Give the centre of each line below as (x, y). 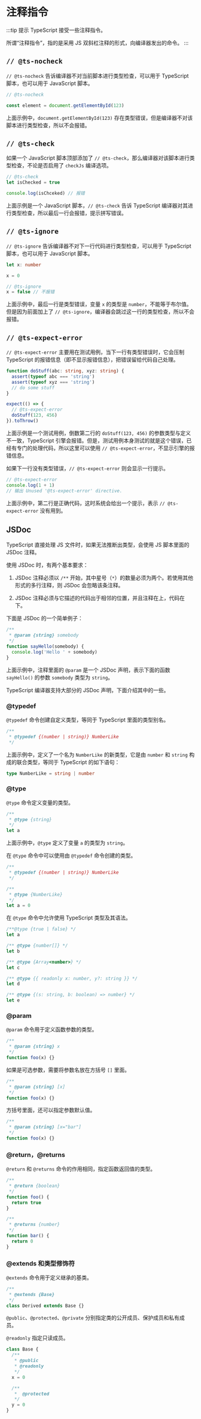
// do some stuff (33, 387)
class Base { (22, 1349)
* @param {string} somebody (44, 635)
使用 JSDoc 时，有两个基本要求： (47, 565)
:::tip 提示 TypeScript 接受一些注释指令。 (56, 30)
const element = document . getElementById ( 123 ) (65, 106)
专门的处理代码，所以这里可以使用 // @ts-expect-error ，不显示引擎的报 (106, 448)
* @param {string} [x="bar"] (45, 1127)
